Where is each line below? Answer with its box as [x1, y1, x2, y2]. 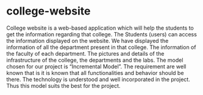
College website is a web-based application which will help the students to [6, 24, 194, 31]
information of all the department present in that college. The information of [6, 44, 196, 51]
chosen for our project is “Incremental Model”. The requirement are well [6, 62, 187, 70]
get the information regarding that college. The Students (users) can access [6, 30, 197, 38]
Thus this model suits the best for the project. [6, 82, 121, 89]
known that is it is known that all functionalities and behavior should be [6, 69, 184, 76]
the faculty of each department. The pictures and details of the [6, 50, 165, 57]
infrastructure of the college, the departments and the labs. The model [6, 56, 183, 64]
